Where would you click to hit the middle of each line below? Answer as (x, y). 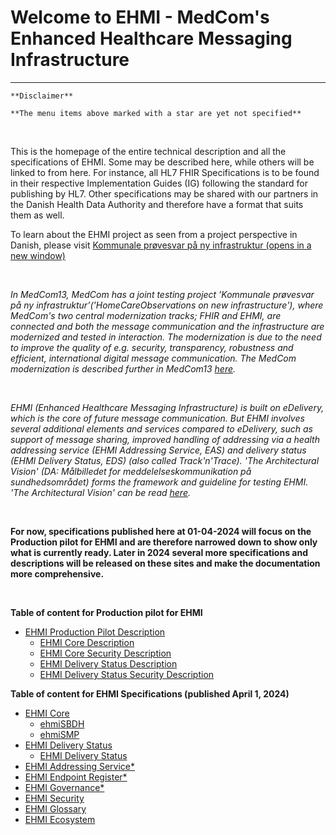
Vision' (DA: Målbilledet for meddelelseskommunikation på (131, 471)
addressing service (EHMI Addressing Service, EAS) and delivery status (158, 450)
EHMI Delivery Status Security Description (127, 674)
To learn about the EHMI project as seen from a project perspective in (154, 234)
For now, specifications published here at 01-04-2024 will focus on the (161, 531)
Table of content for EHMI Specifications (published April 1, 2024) (150, 693)
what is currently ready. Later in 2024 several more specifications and (159, 552)
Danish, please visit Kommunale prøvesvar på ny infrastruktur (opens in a (161, 245)
